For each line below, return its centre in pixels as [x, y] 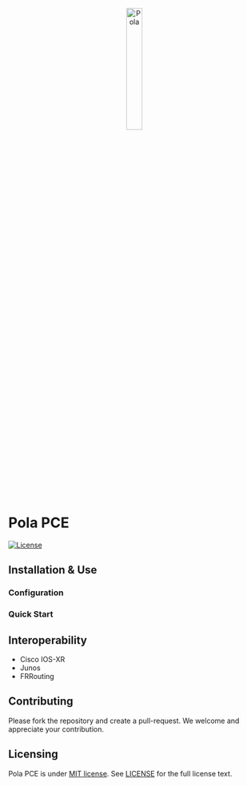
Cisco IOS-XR [42, 659]
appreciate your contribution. [56, 729]
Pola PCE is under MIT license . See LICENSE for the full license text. [120, 773]
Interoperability [48, 640]
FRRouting [37, 676]
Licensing [33, 754]
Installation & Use [53, 570]
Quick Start [31, 614]
